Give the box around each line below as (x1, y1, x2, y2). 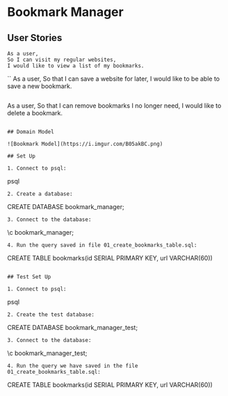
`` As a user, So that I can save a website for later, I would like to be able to (7, 74, 220, 83)
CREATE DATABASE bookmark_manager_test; (7, 324, 138, 331)
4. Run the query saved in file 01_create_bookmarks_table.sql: (7, 242, 197, 249)
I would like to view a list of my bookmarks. (7, 63, 145, 69)
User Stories (7, 32, 63, 44)
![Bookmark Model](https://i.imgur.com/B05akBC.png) (7, 140, 163, 147)
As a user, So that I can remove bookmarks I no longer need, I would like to (7, 101, 222, 110)
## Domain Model (7, 129, 54, 135)
